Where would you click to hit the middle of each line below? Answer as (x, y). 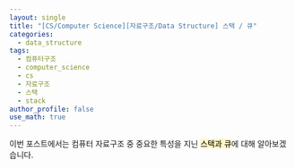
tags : (19, 51)
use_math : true (38, 117)
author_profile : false (52, 109)
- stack (32, 101)
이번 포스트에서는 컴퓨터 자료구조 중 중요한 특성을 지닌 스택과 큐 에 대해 (132, 144)
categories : (31, 34)
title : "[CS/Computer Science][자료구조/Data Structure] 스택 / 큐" (133, 26)
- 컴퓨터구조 (37, 59)
